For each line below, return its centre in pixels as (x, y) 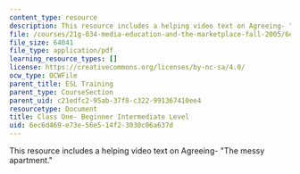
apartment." (31, 160)
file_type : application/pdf (62, 51)
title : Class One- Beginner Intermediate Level (100, 117)
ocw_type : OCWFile (43, 76)
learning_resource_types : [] (63, 59)
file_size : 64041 (42, 42)
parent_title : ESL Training (62, 84)
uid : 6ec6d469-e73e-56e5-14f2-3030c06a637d (92, 126)
